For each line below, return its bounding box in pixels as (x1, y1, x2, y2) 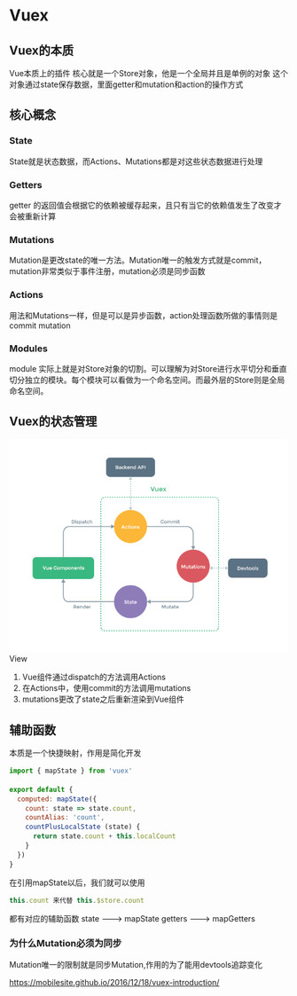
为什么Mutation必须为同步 (9, 937, 122, 950)
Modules (9, 342, 49, 355)
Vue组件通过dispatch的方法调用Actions (21, 671, 167, 683)
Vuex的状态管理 (9, 414, 98, 429)
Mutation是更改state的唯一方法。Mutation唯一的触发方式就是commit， (9, 255, 267, 266)
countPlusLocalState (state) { (25, 822, 141, 832)
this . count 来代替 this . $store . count (9, 896, 145, 905)
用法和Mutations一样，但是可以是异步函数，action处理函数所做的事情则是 (9, 310, 277, 320)
